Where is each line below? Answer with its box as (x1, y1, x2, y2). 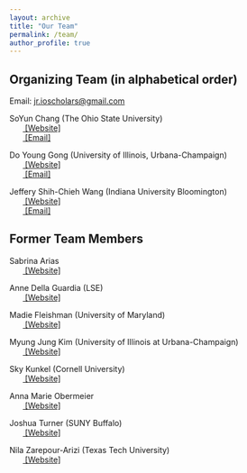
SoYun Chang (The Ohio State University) (9, 114, 163, 124)
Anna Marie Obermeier (9, 390, 95, 401)
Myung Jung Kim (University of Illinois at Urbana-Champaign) (9, 336, 239, 347)
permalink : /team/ (9, 30, 78, 39)
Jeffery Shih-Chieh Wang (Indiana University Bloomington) (9, 186, 228, 197)
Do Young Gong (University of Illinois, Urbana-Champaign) (9, 150, 228, 160)
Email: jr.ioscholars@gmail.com (9, 96, 125, 106)
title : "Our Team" (9, 22, 78, 31)
